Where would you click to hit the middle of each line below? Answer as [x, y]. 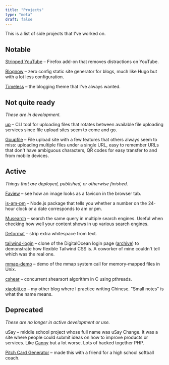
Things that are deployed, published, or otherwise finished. [67, 184]
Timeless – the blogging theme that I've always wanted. [63, 87]
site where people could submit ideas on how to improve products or [77, 337]
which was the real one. [30, 254]
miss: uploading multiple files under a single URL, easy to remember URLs [82, 145]
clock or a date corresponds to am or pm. [59, 208]
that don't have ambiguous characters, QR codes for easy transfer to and [81, 150]
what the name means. [29, 294]
